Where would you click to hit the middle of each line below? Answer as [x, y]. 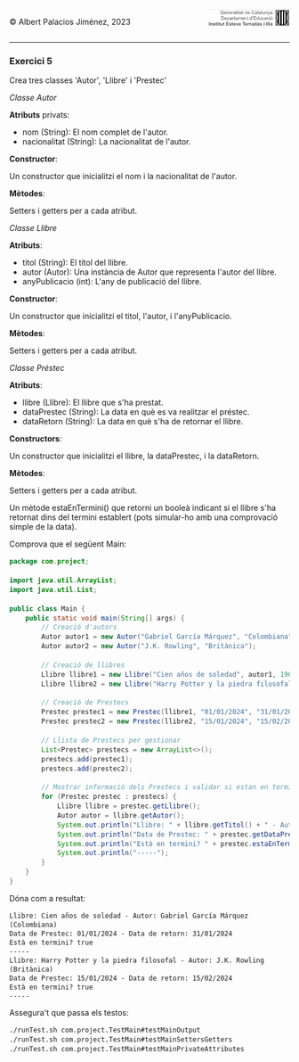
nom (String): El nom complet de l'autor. [95, 132]
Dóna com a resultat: [48, 898]
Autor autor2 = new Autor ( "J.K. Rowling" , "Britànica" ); [149, 646]
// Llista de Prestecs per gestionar [111, 740]
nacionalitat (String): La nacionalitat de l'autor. [106, 142]
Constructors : [36, 439]
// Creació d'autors [79, 628]
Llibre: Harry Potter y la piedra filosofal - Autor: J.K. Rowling [137, 960]
